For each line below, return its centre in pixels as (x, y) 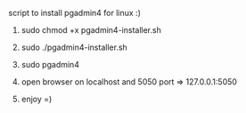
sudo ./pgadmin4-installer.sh (74, 47)
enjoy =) (37, 99)
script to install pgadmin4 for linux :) (75, 13)
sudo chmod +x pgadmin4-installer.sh (91, 30)
